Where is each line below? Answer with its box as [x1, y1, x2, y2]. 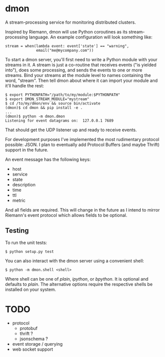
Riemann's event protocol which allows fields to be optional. [5, 212, 127, 218]
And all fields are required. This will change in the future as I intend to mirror [5, 207, 160, 213]
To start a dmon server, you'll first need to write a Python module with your [5, 56, 158, 62]
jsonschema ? [19, 336, 48, 342]
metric [12, 197, 26, 203]
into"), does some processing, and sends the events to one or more [5, 67, 142, 73]
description [12, 181, 36, 187]
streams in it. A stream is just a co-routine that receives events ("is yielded [5, 62, 157, 68]
